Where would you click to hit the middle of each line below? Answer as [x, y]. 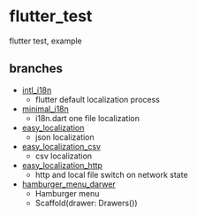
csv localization [64, 156]
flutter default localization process [98, 99]
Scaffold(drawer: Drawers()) [87, 203]
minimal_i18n [45, 109]
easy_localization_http [62, 165]
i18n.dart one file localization [87, 118]
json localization [64, 137]
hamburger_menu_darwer [69, 184]
